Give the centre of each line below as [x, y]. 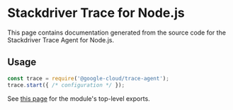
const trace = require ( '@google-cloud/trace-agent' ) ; [89, 78]
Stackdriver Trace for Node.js [96, 13]
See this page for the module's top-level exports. [79, 98]
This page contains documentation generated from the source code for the [117, 32]
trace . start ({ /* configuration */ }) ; [66, 85]
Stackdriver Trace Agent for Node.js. [61, 39]
